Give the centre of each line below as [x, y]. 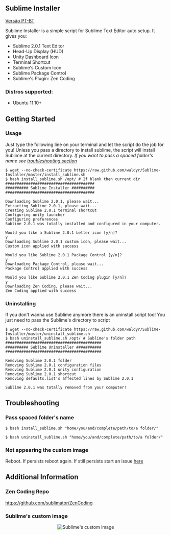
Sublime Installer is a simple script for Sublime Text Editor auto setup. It [80, 31]
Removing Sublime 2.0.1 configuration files [53, 365]
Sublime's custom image [37, 516]
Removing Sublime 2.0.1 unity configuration [53, 370]
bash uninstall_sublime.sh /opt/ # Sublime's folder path [73, 338]
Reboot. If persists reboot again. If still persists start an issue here [74, 461]
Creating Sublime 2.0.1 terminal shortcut [51, 210]
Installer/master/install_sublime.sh [45, 175]
